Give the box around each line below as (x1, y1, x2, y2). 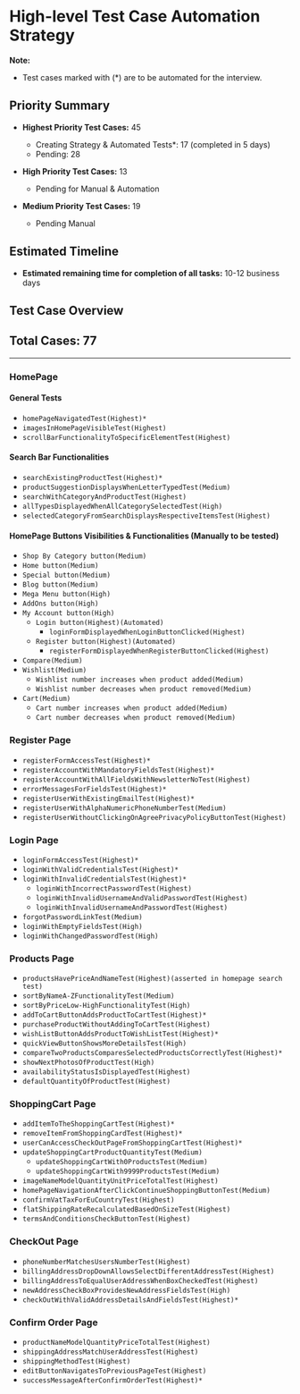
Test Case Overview (9, 302, 124, 318)
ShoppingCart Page (9, 1098, 96, 1111)
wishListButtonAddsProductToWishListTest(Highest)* (21, 1030, 219, 1039)
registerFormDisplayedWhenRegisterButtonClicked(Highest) (48, 646, 270, 656)
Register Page (9, 734, 71, 747)
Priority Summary (9, 98, 110, 114)
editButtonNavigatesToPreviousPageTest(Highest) (21, 1366, 207, 1376)
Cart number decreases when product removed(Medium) (35, 714, 237, 722)
